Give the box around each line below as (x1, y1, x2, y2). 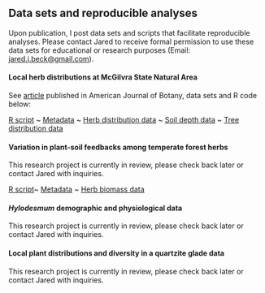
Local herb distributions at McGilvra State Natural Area (8, 72, 198, 82)
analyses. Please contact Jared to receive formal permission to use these (8, 37, 254, 46)
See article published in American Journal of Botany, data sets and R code (8, 91, 258, 101)
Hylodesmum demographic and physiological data (8, 203, 183, 213)
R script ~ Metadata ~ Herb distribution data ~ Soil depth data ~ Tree (8, 115, 240, 125)
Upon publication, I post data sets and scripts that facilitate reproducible (8, 28, 250, 37)
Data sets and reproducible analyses (8, 6, 198, 20)
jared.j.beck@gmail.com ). (8, 54, 94, 63)
